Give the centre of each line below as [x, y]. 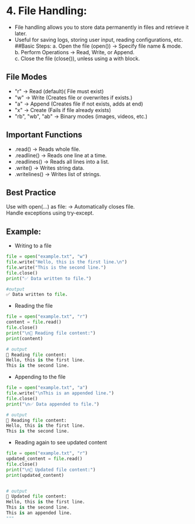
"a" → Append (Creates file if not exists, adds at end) [79, 104]
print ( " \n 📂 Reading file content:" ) [51, 333]
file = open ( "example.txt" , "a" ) [47, 388]
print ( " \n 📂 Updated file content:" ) [51, 470]
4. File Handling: [46, 11]
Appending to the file [40, 377]
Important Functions [44, 135]
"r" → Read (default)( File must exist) [59, 91]
